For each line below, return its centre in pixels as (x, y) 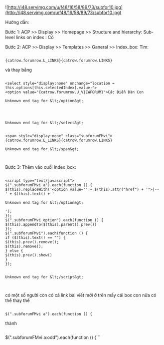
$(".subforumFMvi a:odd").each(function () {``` (53, 337)
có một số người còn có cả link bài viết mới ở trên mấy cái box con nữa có (81, 295)
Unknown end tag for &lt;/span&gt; (42, 149)
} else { (14, 251)
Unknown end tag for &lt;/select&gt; (44, 123)
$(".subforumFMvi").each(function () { (47, 233)
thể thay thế (17, 300)
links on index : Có (35, 37)
